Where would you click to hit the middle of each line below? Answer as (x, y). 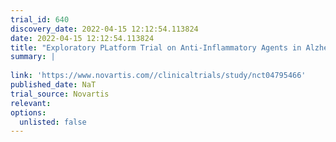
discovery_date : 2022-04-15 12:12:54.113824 (104, 29)
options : (28, 112)
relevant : (31, 103)
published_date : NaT (53, 85)
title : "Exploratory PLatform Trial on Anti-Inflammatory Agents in (156, 47)
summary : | (33, 57)
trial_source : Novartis (60, 94)
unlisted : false (53, 122)
